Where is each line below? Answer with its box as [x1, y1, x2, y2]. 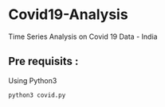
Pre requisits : [8, 55, 79, 68]
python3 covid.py [8, 91, 66, 99]
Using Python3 [8, 75, 57, 85]
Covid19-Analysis [8, 6, 129, 24]
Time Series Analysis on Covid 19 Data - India [8, 32, 158, 41]
